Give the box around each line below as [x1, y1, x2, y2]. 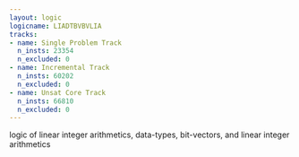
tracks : [9, 30, 38, 39]
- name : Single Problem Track [9, 38, 123, 48]
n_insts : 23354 [17, 47, 74, 56]
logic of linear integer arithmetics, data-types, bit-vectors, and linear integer [9, 129, 290, 140]
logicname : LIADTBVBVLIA [9, 22, 102, 31]
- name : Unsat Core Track [9, 88, 106, 97]
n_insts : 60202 [17, 72, 74, 81]
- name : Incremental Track [9, 64, 110, 73]
